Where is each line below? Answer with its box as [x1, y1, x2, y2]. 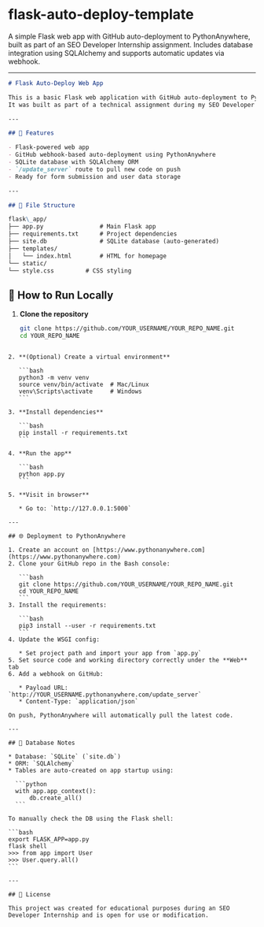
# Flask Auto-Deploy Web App [8, 79, 104, 87]
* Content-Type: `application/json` [18, 698, 139, 706]
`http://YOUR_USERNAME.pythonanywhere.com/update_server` [8, 691, 202, 699]
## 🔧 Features [8, 129, 55, 137]
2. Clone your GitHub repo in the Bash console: [8, 560, 170, 568]
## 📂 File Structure [8, 201, 76, 210]
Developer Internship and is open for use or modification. [8, 911, 210, 919]
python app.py [18, 470, 65, 478]
